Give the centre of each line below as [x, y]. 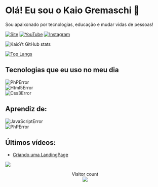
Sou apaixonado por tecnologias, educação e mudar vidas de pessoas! [79, 24]
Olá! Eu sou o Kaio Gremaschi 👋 [72, 10]
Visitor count [85, 174]
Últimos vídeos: [31, 143]
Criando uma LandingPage [40, 155]
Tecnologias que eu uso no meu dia [62, 70]
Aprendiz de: [26, 109]
